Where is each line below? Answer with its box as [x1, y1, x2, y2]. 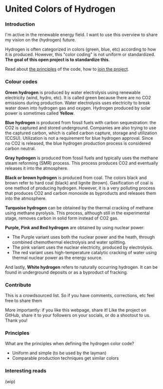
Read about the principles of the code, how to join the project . [5, 66, 129, 72]
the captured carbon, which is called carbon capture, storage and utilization [5, 130, 157, 136]
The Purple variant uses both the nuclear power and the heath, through [12, 234, 155, 240]
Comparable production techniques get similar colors [12, 355, 119, 361]
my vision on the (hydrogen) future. [5, 37, 76, 43]
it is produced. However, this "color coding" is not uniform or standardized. [5, 52, 156, 57]
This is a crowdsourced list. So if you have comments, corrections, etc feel [5, 293, 155, 298]
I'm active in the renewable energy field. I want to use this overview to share [5, 32, 158, 37]
